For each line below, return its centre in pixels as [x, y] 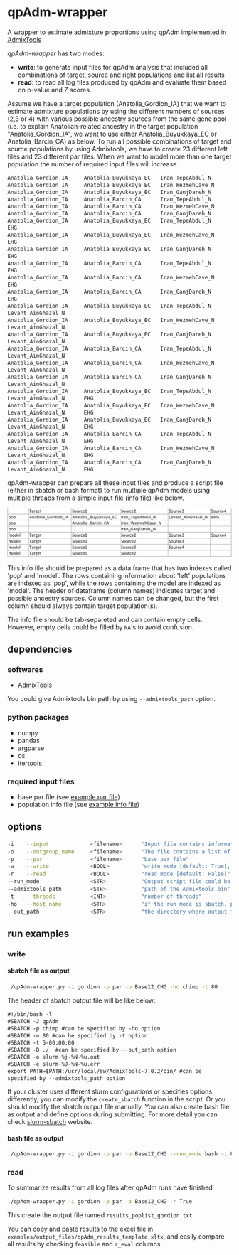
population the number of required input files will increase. [93, 164]
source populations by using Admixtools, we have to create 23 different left [117, 149]
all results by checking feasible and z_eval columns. [85, 1244]
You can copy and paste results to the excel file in [80, 1229]
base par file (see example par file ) [69, 796]
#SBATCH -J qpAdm [33, 1021]
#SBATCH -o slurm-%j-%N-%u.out [54, 1057]
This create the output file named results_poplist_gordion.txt [100, 1215]
